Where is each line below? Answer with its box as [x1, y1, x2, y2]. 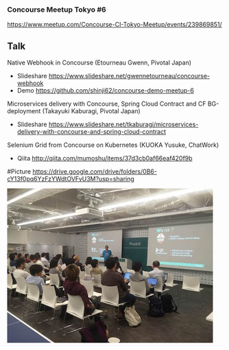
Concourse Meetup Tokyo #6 [7, 5, 106, 14]
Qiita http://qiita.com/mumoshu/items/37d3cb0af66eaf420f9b [16, 154, 193, 163]
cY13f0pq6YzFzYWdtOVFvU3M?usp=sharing [7, 175, 135, 183]
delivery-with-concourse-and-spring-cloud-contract [16, 128, 167, 136]
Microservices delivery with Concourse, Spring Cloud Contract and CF [7, 100, 207, 108]
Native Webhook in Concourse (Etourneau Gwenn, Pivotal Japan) [7, 58, 192, 67]
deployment [7, 107, 41, 115]
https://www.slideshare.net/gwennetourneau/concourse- [48, 72, 210, 80]
